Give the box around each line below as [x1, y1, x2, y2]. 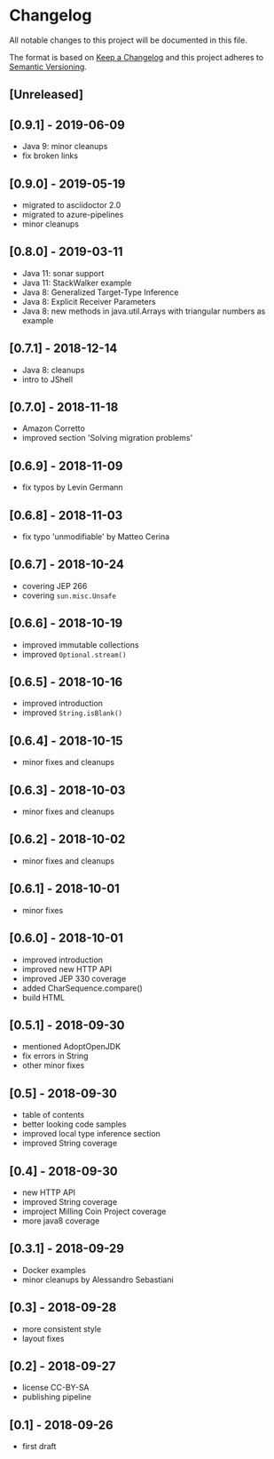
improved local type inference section [21, 1128, 161, 1139]
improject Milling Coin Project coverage [21, 1206, 167, 1216]
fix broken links [21, 150, 78, 161]
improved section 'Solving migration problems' [21, 433, 193, 443]
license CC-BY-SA [21, 1383, 90, 1393]
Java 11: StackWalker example [21, 277, 132, 288]
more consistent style [21, 1323, 102, 1334]
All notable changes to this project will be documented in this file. [9, 35, 248, 45]
